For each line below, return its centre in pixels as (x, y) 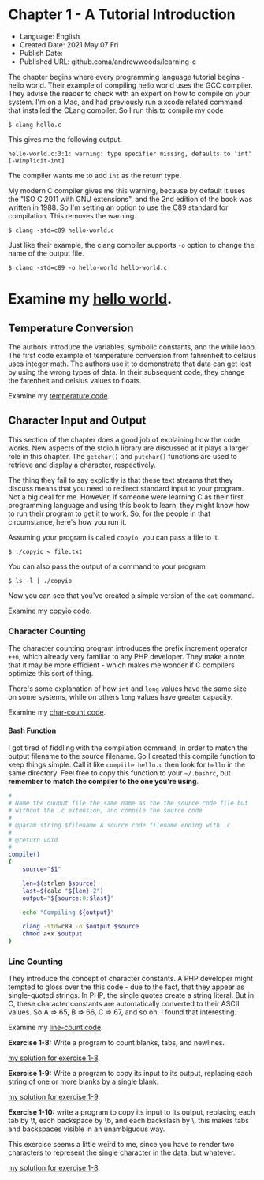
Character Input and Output (77, 421)
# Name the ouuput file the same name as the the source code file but (128, 803)
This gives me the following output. (65, 139)
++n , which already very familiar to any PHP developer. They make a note (126, 657)
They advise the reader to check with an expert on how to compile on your (129, 93)
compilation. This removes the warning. (72, 215)
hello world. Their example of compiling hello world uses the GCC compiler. (131, 85)
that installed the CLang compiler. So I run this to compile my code (116, 110)
